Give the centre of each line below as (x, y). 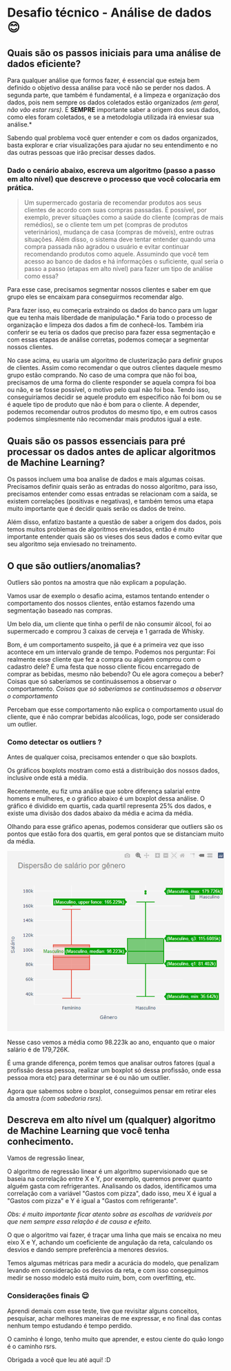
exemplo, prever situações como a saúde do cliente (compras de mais (124, 217)
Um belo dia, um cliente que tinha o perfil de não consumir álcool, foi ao (109, 624)
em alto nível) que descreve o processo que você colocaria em (114, 179)
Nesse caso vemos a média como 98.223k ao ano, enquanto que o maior (111, 1042)
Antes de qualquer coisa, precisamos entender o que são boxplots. (102, 757)
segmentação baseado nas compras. (60, 610)
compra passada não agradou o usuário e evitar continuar (107, 247)
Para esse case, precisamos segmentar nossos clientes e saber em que (109, 290)
